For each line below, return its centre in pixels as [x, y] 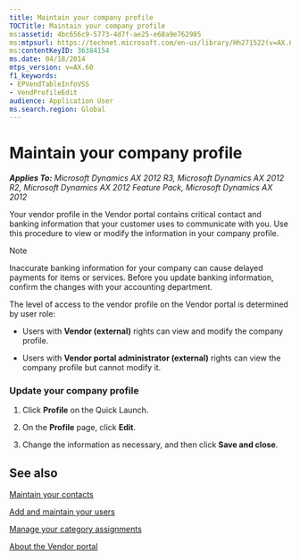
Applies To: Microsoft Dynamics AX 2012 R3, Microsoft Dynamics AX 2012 [147, 178]
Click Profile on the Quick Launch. [85, 410]
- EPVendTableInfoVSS [50, 84]
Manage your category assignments [76, 530]
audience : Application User [62, 101]
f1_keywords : [33, 76]
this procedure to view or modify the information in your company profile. [144, 233]
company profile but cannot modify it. [92, 368]
